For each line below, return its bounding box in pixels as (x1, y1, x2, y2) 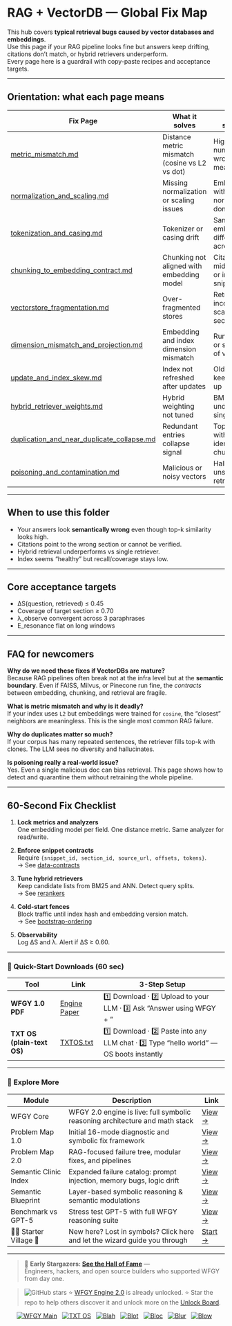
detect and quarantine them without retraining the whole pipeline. (7, 773, 193, 781)
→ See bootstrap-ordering (17, 917, 93, 926)
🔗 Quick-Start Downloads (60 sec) (7, 962, 124, 971)
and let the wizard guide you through (68, 1235, 188, 1245)
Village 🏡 (10, 1235, 39, 1245)
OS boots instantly (103, 1050, 164, 1059)
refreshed (162, 373, 195, 382)
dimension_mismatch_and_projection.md (10, 339, 143, 349)
